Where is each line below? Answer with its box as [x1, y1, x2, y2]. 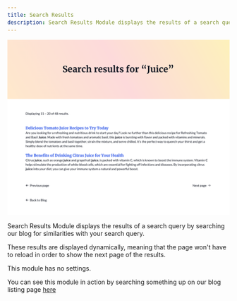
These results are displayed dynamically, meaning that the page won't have [7, 243, 227, 252]
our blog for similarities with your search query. [7, 230, 145, 238]
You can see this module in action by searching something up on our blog [7, 278, 221, 286]
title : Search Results [7, 11, 74, 18]
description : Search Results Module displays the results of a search [7, 18, 219, 26]
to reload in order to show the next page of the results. [7, 251, 166, 259]
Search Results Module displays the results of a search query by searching [7, 222, 225, 230]
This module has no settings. [7, 264, 92, 273]
